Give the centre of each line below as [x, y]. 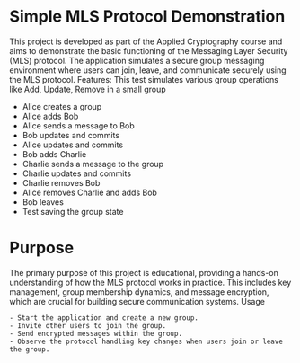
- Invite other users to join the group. [88, 325]
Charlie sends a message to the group [93, 164]
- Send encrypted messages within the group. [96, 333]
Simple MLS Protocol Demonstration [147, 17]
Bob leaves [43, 202]
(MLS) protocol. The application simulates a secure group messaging [137, 60]
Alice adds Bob [50, 116]
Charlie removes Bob [61, 182]
